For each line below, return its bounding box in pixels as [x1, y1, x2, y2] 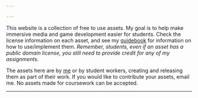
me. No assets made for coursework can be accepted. [6, 79, 138, 86]
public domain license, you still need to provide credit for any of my [6, 49, 170, 56]
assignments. [6, 55, 39, 62]
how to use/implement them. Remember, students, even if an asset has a [6, 43, 184, 50]
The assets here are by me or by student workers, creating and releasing [6, 67, 183, 74]
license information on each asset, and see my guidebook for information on [6, 36, 192, 44]
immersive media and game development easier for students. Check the [6, 31, 181, 38]
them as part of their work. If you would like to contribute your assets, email [6, 73, 190, 80]
